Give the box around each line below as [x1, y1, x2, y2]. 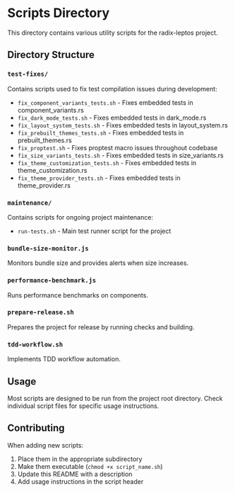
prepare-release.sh [7, 308, 74, 317]
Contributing [7, 422, 65, 434]
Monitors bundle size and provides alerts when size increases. [7, 259, 189, 267]
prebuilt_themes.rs [17, 136, 72, 144]
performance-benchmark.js [7, 276, 97, 285]
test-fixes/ [7, 70, 49, 79]
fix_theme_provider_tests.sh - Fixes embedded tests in [17, 174, 181, 182]
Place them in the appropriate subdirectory [17, 455, 143, 463]
